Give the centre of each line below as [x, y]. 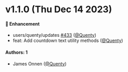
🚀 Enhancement [23, 23]
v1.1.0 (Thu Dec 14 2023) [59, 9]
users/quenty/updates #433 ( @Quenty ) [54, 35]
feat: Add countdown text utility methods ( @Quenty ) [68, 41]
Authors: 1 [17, 52]
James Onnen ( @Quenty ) [39, 64]
